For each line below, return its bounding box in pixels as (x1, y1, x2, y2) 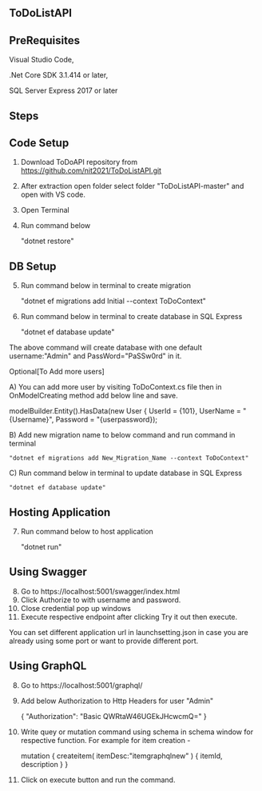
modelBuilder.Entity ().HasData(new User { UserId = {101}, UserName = (9, 406, 242, 416)
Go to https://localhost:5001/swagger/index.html (20, 586, 181, 596)
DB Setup (9, 259, 57, 273)
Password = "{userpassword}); (55, 415, 158, 425)
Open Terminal (20, 206, 70, 215)
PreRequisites (9, 34, 81, 47)
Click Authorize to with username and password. (20, 595, 181, 605)
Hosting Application (9, 505, 111, 519)
